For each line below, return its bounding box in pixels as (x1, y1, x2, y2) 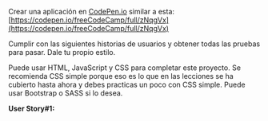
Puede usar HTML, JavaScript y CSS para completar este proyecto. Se (8, 63, 242, 72)
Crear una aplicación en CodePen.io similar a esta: (8, 7, 174, 16)
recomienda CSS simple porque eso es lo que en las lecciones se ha (8, 72, 234, 80)
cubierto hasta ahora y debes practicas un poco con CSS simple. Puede (8, 80, 246, 89)
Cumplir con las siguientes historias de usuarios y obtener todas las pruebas (8, 39, 261, 49)
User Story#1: (8, 103, 55, 113)
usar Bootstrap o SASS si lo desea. (8, 88, 123, 98)
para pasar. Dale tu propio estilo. (8, 48, 116, 57)
